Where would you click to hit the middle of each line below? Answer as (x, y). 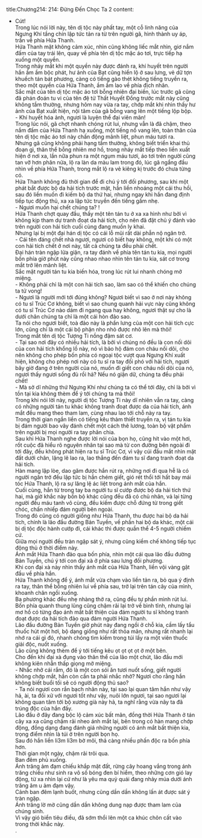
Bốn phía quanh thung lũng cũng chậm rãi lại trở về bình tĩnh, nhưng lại (103, 606)
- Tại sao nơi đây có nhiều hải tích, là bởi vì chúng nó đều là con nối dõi (103, 342)
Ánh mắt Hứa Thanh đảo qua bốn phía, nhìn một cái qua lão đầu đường (103, 554)
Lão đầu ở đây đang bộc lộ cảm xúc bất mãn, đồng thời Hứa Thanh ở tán (105, 715)
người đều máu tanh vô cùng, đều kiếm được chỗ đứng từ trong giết (99, 503)
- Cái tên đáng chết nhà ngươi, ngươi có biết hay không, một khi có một (103, 239)
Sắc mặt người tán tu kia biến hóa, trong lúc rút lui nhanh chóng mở (98, 271)
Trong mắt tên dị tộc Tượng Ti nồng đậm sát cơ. (74, 336)
